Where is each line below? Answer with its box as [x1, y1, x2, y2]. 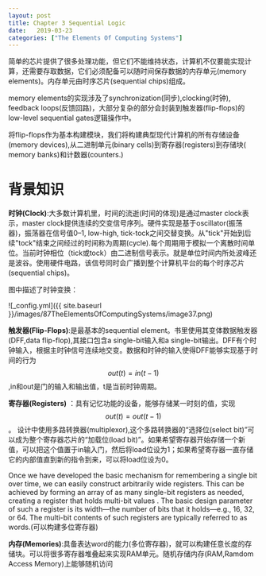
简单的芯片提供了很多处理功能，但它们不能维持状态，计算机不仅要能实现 [8, 56, 245, 66]
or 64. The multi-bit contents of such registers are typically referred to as [8, 513, 248, 523]
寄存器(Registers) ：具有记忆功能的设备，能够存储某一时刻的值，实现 [8, 399, 236, 408]
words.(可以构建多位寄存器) [8, 522, 98, 532]
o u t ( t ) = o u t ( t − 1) [105, 412, 162, 421]
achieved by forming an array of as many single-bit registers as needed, [8, 488, 245, 497]
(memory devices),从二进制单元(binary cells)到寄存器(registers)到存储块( [8, 140, 246, 149]
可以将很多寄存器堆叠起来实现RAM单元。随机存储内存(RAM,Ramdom [29, 549, 254, 559]
